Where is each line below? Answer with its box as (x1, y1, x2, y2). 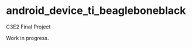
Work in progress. (6, 34, 49, 41)
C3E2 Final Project (6, 23, 51, 30)
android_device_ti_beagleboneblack (6, 4, 186, 17)
